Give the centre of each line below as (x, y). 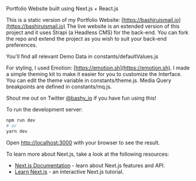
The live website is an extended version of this (123, 26)
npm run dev (21, 120)
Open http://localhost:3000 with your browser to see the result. (83, 142)
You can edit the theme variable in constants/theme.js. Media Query (89, 80)
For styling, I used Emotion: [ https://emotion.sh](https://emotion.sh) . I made (98, 68)
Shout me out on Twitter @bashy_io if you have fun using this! (81, 98)
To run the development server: (44, 109)
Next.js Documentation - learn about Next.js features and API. (90, 165)
